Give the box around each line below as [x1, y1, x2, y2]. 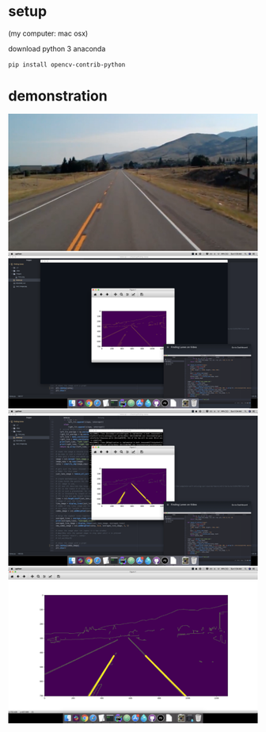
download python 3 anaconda [8, 44, 106, 53]
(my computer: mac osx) [8, 29, 89, 38]
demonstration [8, 87, 108, 105]
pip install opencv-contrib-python [8, 60, 126, 69]
